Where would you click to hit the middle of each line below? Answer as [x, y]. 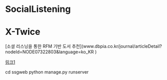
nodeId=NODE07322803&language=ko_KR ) [51, 52]
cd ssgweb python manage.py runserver [47, 72]
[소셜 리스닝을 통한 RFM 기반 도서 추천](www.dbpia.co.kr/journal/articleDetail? [84, 46]
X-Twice [23, 32]
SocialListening [38, 9]
